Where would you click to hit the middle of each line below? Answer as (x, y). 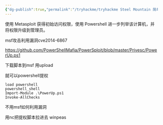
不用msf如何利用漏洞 (26, 107)
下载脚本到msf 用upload (29, 65)
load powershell (21, 85)
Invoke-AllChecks (23, 97)
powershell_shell (23, 89)
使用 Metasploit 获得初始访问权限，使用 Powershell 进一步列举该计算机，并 (80, 24)
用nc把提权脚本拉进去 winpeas (36, 117)
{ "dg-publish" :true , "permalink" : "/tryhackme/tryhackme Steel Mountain (78, 9)
